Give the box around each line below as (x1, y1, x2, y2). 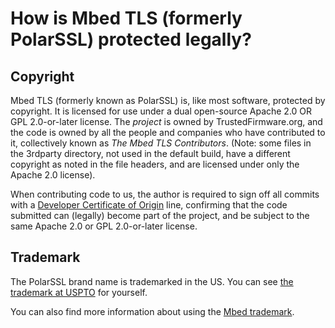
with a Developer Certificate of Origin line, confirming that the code (10, 199, 288, 211)
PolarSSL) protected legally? (10, 28, 252, 51)
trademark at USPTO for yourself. (10, 286, 148, 298)
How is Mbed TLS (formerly (10, 7, 243, 30)
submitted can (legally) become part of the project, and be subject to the (10, 210, 310, 221)
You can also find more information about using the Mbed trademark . (10, 305, 295, 317)
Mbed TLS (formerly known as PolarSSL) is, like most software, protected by (10, 95, 326, 106)
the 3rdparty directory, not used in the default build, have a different (10, 148, 291, 159)
